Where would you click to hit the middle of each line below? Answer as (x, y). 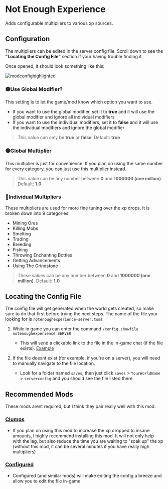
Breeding (22, 244)
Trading (20, 239)
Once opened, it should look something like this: (55, 66)
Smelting (22, 233)
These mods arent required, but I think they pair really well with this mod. (80, 406)
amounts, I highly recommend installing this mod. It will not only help (83, 436)
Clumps (15, 419)
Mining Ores (25, 223)
